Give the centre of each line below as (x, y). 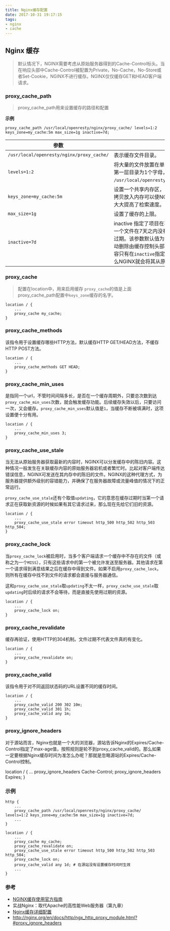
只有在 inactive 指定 (142, 254)
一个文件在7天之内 (136, 231)
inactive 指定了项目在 (139, 224)
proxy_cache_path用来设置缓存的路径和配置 (63, 108)
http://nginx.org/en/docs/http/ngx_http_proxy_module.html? (75, 918)
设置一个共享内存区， (139, 189)
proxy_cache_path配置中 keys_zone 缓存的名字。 (67, 295)
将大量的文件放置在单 (139, 165)
